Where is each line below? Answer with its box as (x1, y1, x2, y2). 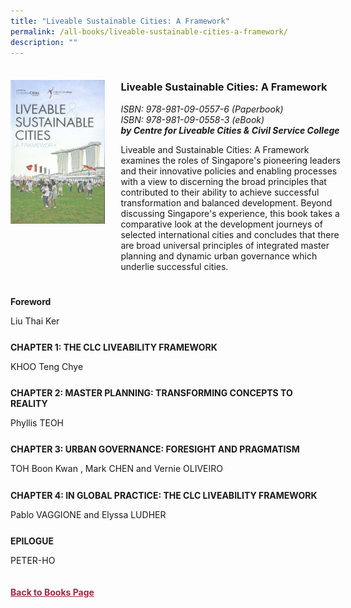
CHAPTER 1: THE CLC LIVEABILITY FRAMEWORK (10, 341, 218, 354)
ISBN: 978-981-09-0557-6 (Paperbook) (120, 103, 284, 115)
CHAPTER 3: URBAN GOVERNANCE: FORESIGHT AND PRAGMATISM (10, 443, 300, 455)
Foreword (10, 295, 52, 307)
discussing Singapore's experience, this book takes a (120, 207, 340, 219)
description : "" (10, 37, 78, 47)
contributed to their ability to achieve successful (120, 186, 320, 198)
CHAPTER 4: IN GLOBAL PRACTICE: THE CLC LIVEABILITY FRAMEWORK (10, 489, 318, 501)
